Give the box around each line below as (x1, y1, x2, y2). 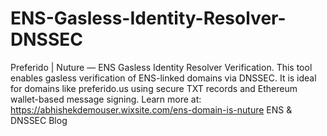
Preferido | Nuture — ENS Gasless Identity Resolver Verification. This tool (10, 61, 313, 73)
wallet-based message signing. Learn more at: (10, 93, 202, 105)
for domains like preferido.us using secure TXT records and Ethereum (10, 82, 298, 94)
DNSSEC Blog (10, 114, 68, 126)
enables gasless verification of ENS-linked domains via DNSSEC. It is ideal (10, 72, 317, 84)
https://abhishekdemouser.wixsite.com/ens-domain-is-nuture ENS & (10, 103, 293, 116)
